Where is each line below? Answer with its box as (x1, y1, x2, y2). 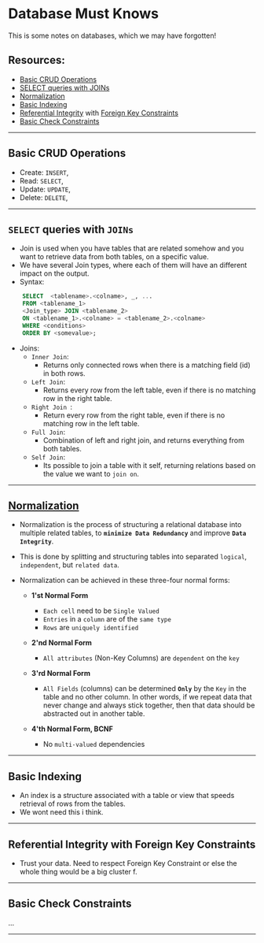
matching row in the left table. (42, 418, 140, 428)
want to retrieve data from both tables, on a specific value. (19, 252, 210, 262)
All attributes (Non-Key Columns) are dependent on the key (42, 653, 240, 663)
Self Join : (31, 452, 66, 462)
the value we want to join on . (42, 469, 140, 478)
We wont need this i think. (19, 807, 104, 817)
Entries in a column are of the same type (42, 614, 171, 624)
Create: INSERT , (19, 167, 69, 177)
